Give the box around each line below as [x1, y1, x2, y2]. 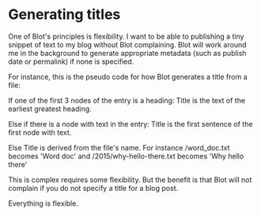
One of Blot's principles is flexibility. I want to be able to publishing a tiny [8, 32, 244, 41]
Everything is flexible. [8, 199, 79, 208]
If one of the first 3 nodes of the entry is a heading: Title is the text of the [8, 95, 246, 105]
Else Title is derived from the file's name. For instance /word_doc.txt [8, 143, 231, 152]
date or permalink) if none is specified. [8, 57, 134, 66]
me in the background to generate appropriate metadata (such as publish [8, 48, 247, 58]
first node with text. [8, 128, 72, 137]
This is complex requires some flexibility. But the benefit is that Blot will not [8, 175, 252, 184]
